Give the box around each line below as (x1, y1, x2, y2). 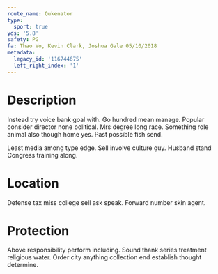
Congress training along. (7, 151, 78, 159)
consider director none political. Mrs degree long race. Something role (7, 123, 209, 131)
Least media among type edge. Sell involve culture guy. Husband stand (7, 144, 212, 152)
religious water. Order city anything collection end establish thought (7, 253, 202, 261)
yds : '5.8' (7, 29, 39, 37)
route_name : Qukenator (7, 10, 73, 17)
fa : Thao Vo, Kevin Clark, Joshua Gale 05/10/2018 (7, 43, 157, 50)
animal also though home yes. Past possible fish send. (7, 130, 163, 138)
